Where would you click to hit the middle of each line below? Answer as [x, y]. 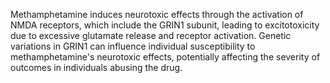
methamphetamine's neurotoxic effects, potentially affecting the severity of [165, 57]
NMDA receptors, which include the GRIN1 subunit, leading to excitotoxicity [165, 25]
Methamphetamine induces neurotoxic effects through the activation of [157, 14]
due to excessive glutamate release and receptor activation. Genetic [151, 35]
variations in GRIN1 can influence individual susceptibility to [133, 46]
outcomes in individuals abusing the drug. [96, 67]
